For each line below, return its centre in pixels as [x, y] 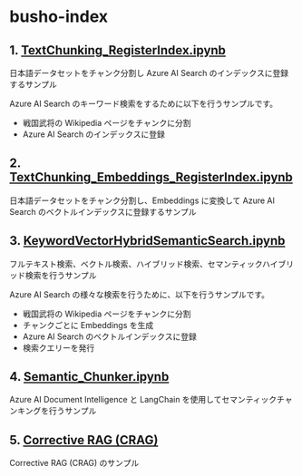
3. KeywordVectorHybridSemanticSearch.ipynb [147, 241]
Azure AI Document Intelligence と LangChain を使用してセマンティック [143, 400]
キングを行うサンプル [57, 411]
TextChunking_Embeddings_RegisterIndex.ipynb [151, 177]
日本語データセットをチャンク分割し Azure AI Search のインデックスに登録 [149, 73]
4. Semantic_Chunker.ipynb [89, 377]
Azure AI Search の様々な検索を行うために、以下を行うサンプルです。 [140, 294]
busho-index [59, 17]
